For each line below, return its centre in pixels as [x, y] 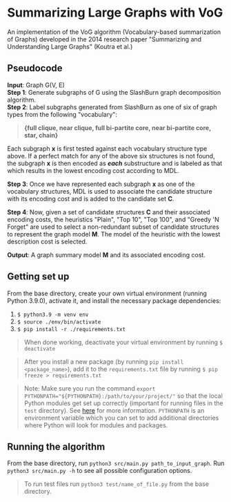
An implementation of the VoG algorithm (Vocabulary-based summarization [114, 32]
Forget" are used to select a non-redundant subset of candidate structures [113, 227]
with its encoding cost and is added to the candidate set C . [91, 198]
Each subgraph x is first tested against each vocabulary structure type [107, 148]
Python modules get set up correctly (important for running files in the [123, 403]
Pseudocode [35, 68]
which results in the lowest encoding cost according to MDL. [93, 170]
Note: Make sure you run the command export [90, 388]
